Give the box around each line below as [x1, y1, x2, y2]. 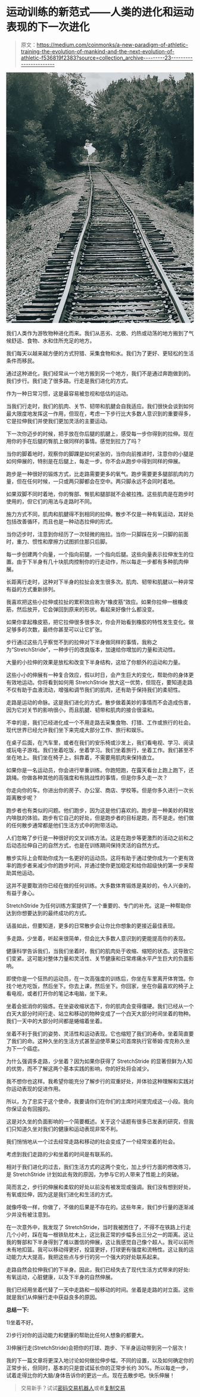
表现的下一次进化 [6, 20, 90, 34]
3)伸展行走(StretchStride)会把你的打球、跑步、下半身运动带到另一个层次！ [6, 1344, 189, 1351]
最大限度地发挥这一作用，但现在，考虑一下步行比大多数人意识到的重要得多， [6, 410, 194, 417]
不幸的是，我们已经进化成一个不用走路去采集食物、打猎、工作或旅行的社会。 [6, 719, 194, 726]
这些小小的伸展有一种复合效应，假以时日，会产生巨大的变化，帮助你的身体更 [6, 671, 194, 678]
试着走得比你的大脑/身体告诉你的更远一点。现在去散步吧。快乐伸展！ [6, 1371, 176, 1379]
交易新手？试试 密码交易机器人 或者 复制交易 [20, 1384, 126, 1391]
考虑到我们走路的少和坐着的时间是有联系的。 [6, 1150, 116, 1158]
